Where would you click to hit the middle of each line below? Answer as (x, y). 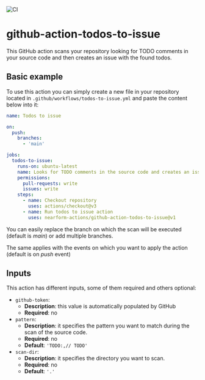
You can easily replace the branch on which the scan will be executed (94, 229)
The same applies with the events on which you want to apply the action (97, 247)
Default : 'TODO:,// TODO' (56, 345)
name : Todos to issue (34, 116)
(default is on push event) (39, 254)
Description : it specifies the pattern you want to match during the (107, 326)
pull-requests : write (50, 184)
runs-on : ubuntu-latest (48, 166)
